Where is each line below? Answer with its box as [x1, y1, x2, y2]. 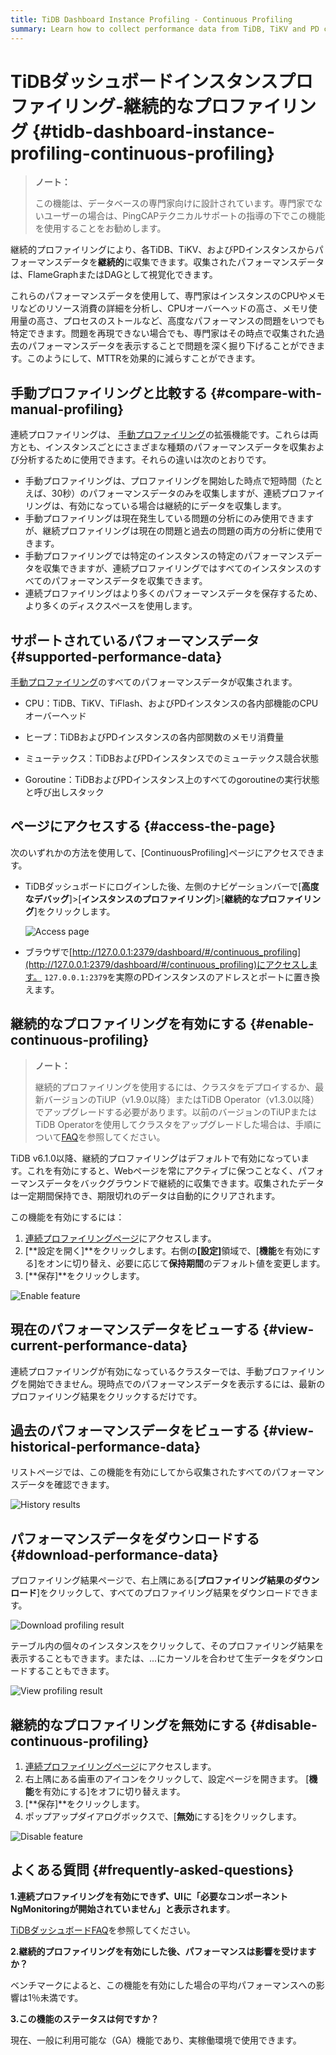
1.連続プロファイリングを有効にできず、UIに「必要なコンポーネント [10, 1890, 288, 1902]
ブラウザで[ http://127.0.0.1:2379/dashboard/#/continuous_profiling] [24, 946, 302, 958]
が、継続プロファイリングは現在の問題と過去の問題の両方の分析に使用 [24, 525, 315, 537]
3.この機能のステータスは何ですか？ [10, 2012, 160, 2025]
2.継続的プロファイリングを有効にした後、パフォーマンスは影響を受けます [10, 1945, 317, 1957]
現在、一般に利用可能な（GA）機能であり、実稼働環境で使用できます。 [10, 2034, 302, 2046]
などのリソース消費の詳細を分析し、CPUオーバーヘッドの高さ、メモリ [18, 302, 309, 315]
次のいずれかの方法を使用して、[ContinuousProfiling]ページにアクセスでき [10, 846, 317, 858]
